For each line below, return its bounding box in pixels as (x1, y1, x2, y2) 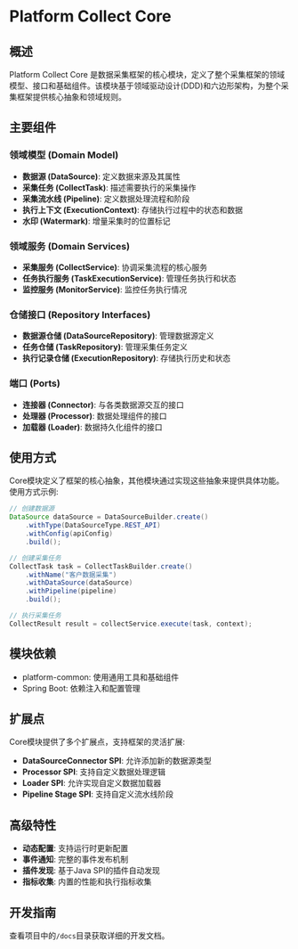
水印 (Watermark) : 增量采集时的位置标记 (21, 216, 171, 226)
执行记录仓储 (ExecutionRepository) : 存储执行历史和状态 (21, 353, 231, 364)
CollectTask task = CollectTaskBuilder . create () (9, 561, 193, 571)
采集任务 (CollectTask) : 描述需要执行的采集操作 (21, 182, 197, 192)
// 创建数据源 (9, 504, 55, 513)
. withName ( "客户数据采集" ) (25, 570, 117, 579)
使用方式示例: (9, 487, 60, 497)
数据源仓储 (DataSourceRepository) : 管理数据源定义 (21, 331, 214, 341)
